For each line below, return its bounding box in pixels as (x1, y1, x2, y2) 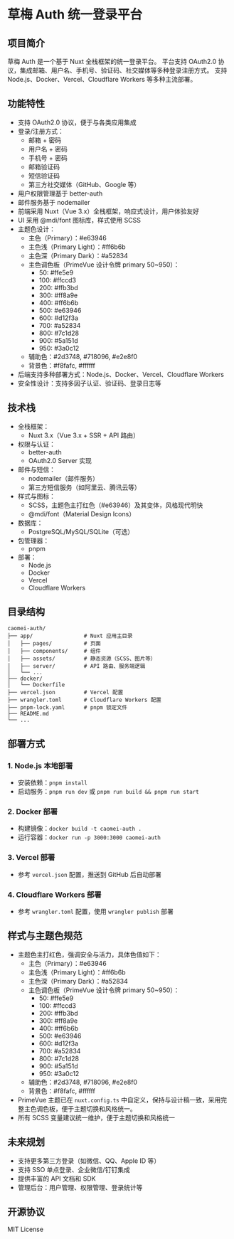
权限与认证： (17, 440, 55, 448)
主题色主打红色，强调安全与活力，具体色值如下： (17, 950, 161, 959)
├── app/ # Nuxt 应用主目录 (7, 632, 133, 640)
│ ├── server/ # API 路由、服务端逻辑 (7, 663, 146, 670)
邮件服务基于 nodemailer (17, 198, 90, 206)
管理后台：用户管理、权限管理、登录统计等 (17, 1183, 143, 1191)
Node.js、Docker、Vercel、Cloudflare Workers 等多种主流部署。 (7, 75, 197, 83)
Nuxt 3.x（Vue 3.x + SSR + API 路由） (28, 431, 140, 440)
